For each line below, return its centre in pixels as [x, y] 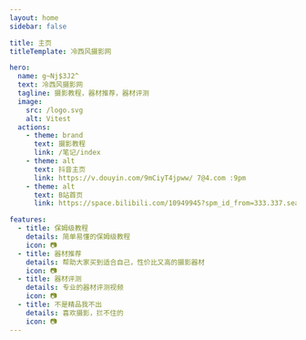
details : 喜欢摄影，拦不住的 [75, 313]
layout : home [34, 18]
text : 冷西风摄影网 [51, 85]
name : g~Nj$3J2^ [48, 77]
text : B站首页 [58, 195]
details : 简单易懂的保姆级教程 [78, 237]
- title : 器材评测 [50, 279]
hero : [20, 68]
